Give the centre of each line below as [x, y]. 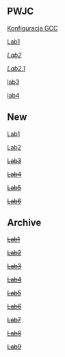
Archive [24, 223]
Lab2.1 [16, 68]
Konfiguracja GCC [32, 28]
